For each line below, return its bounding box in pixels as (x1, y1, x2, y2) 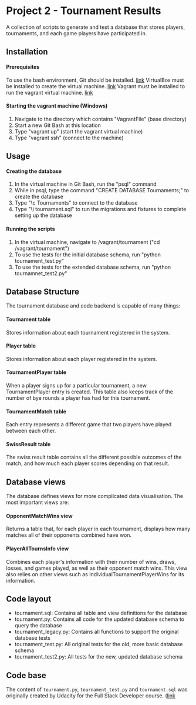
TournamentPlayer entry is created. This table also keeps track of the (6, 388, 173, 395)
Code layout (6, 594, 52, 604)
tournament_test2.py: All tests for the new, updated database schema (14, 653, 183, 660)
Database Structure (6, 286, 79, 296)
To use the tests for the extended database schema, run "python (14, 263, 171, 270)
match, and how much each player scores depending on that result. (6, 460, 170, 467)
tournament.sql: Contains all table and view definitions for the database (14, 610, 188, 617)
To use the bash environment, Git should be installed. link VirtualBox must (6, 76, 184, 83)
